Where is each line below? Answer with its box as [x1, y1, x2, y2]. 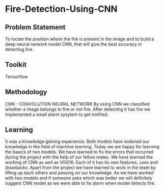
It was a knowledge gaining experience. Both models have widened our [5, 138, 150, 144]
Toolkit [5, 60, 27, 69]
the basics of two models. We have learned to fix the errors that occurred [5, 149, 154, 155]
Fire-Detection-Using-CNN [5, 3, 118, 15]
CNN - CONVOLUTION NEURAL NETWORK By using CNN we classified [5, 101, 150, 107]
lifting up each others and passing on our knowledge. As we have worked [5, 170, 154, 176]
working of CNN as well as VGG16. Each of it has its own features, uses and [5, 160, 158, 165]
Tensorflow [5, 74, 28, 80]
